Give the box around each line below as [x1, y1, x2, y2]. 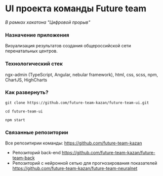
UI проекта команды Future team [5, 3, 147, 14]
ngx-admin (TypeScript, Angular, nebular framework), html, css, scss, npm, [5, 71, 158, 77]
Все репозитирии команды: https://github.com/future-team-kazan [5, 140, 142, 146]
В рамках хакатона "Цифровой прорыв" [5, 19, 90, 25]
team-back [12, 155, 35, 161]
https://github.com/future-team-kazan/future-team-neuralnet [12, 166, 137, 172]
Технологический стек [5, 60, 63, 67]
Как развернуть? [5, 89, 48, 96]
